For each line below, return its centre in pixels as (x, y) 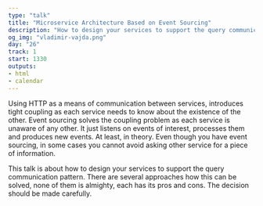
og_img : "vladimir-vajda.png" (58, 37)
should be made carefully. (50, 193)
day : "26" (24, 45)
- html (19, 74)
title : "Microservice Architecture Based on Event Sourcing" (110, 23)
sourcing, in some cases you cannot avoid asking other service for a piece (128, 145)
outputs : (22, 67)
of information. (32, 153)
